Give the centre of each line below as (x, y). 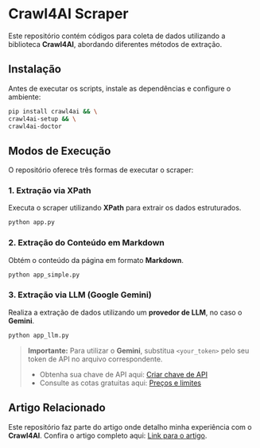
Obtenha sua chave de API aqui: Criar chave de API (124, 374)
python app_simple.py (44, 275)
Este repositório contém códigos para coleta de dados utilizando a (117, 36)
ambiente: (25, 97)
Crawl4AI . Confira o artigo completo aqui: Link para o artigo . (108, 435)
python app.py (32, 222)
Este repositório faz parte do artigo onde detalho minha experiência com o (130, 427)
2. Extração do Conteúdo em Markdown (86, 243)
